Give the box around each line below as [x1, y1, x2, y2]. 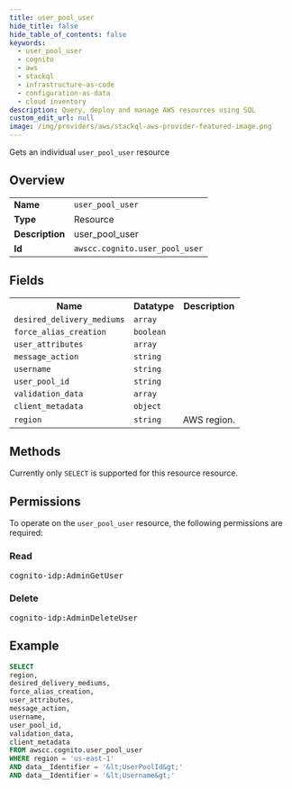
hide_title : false [9, 22, 78, 31]
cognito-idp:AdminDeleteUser [9, 612, 138, 622]
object [133, 401, 162, 411]
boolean [133, 326, 167, 337]
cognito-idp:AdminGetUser [9, 570, 124, 581]
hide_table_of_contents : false [9, 30, 127, 39]
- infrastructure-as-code [17, 80, 115, 89]
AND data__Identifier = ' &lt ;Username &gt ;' [9, 771, 176, 780]
